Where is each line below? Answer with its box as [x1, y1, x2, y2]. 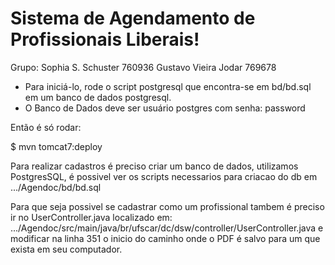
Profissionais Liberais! [10, 28, 200, 51]
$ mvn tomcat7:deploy [10, 140, 103, 152]
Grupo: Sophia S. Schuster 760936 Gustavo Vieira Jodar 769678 [10, 61, 277, 73]
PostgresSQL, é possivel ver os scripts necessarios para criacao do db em [10, 170, 318, 182]
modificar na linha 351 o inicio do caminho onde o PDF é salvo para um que [10, 232, 321, 244]
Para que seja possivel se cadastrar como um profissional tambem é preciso [10, 200, 325, 212]
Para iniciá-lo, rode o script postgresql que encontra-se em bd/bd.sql [24, 80, 312, 92]
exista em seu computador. [10, 243, 123, 255]
